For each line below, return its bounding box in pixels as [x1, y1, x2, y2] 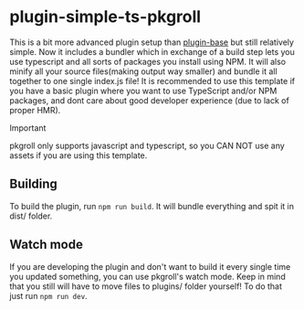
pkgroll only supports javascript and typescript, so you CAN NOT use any [9, 140, 285, 151]
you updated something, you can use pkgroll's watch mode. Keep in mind [9, 271, 286, 282]
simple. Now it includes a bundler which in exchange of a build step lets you [9, 46, 295, 57]
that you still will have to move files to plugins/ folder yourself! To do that [9, 281, 283, 292]
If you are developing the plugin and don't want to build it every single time [9, 261, 291, 272]
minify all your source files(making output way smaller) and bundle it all [9, 66, 278, 77]
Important [9, 122, 47, 134]
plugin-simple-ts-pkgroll [9, 6, 202, 27]
